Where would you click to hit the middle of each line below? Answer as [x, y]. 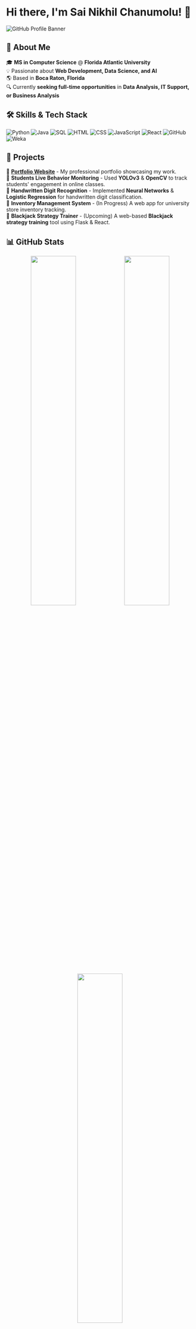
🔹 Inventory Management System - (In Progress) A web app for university [98, 203]
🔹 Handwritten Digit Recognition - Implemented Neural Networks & [90, 191]
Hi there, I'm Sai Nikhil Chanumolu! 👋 [99, 12]
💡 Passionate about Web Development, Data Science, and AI [82, 70]
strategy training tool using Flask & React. [58, 222]
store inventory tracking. [36, 210]
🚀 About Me [28, 47]
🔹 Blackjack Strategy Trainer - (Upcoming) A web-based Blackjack [90, 216]
